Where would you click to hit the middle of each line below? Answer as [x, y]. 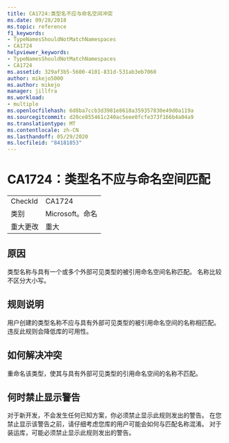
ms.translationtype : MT [42, 123]
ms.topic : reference [37, 26]
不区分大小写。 [28, 280]
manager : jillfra [32, 91]
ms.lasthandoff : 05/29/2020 [48, 136]
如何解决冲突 [35, 355]
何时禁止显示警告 [44, 397]
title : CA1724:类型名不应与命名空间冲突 [60, 14]
